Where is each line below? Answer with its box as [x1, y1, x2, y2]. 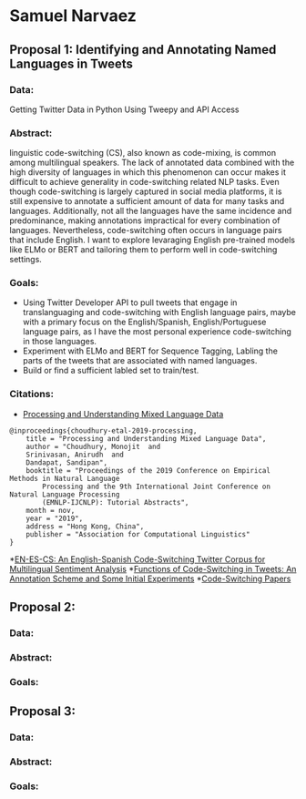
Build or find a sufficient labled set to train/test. [22, 365, 199, 376]
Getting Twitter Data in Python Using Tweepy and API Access [9, 104, 240, 115]
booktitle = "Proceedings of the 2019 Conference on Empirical [25, 466, 271, 475]
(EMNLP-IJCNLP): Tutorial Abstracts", [42, 497, 189, 507]
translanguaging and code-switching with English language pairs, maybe [22, 307, 296, 318]
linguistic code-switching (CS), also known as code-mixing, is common [9, 148, 277, 159]
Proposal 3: [9, 703, 76, 720]
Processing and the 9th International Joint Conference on [42, 482, 271, 491]
